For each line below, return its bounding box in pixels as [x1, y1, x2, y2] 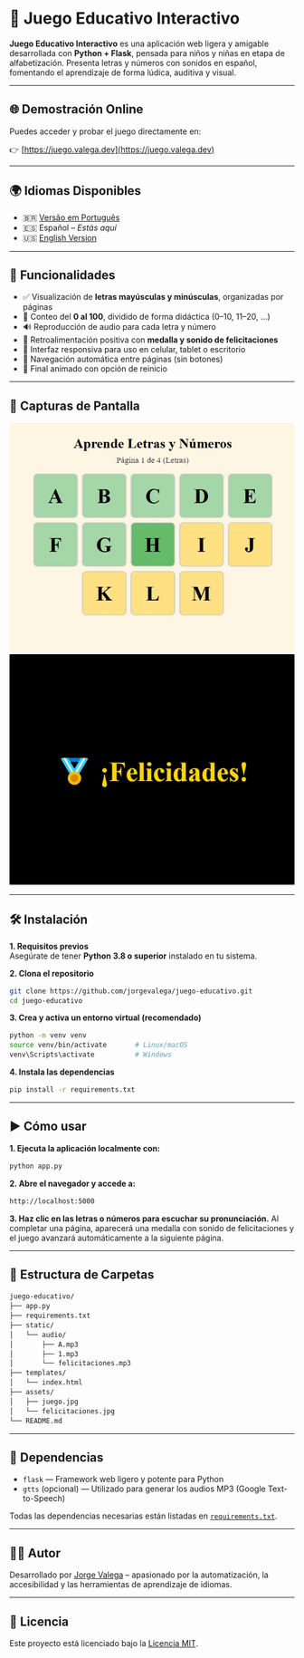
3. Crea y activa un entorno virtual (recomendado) [9, 1012, 202, 1023]
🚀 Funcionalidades [9, 267, 116, 283]
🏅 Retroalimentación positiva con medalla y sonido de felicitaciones [22, 334, 279, 345]
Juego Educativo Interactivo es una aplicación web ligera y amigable [9, 38, 270, 49]
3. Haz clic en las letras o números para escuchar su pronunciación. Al [9, 1213, 279, 1224]
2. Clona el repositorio [9, 968, 95, 978]
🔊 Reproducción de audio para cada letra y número [22, 322, 217, 333]
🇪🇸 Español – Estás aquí [22, 222, 118, 233]
